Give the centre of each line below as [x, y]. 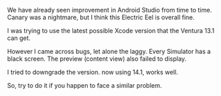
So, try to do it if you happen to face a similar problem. [85, 85]
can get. [19, 38]
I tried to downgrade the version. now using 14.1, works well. [93, 72]
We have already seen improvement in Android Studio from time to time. [109, 10]
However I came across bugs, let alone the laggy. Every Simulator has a [109, 51]
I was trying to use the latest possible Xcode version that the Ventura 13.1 [111, 31]
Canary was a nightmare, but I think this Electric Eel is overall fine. [101, 17]
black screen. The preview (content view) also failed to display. [97, 59]
